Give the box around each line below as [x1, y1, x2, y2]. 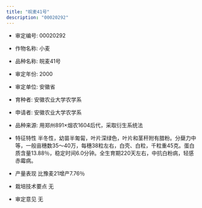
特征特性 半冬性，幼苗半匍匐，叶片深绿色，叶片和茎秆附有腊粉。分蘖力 [14, 134, 191, 142]
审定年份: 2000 [14, 70, 53, 77]
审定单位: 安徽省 [14, 83, 55, 90]
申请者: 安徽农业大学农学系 [14, 109, 82, 116]
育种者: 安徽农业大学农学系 [14, 96, 82, 103]
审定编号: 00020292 [14, 31, 66, 39]
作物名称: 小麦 [14, 45, 50, 52]
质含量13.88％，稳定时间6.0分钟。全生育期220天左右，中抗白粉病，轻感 [14, 149, 194, 157]
